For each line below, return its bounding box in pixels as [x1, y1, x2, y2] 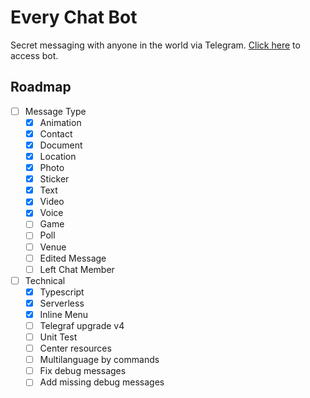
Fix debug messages [39, 365, 127, 377]
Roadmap [10, 79, 72, 96]
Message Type [24, 105, 87, 117]
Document [39, 139, 83, 151]
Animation [39, 116, 82, 128]
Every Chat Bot [10, 6, 138, 29]
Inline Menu [39, 308, 89, 320]
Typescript [39, 286, 85, 298]
